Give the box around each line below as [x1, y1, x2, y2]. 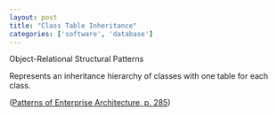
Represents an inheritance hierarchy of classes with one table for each [9, 71, 269, 81]
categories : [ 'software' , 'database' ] [9, 29, 153, 38]
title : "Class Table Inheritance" [9, 21, 138, 30]
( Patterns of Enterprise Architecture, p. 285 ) [9, 97, 171, 108]
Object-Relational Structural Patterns [9, 54, 144, 65]
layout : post [9, 12, 58, 22]
